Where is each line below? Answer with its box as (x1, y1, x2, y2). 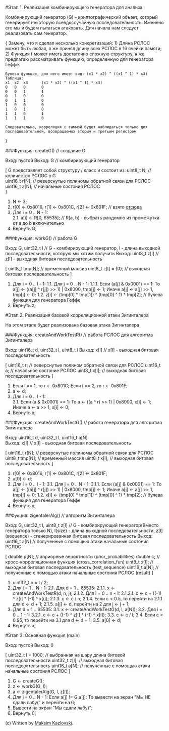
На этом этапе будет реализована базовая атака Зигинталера (5, 322, 140, 328)
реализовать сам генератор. (5, 30, 67, 36)
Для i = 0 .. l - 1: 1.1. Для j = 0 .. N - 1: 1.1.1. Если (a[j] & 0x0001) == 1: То (12, 281, 160, 287)
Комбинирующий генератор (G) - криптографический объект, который (5, 14, 158, 20)
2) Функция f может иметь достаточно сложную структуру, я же (5, 51, 145, 57)
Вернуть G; (12, 225, 37, 231)
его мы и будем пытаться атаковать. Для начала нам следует (5, 25, 139, 31)
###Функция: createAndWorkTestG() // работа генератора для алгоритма (5, 420, 162, 425)
